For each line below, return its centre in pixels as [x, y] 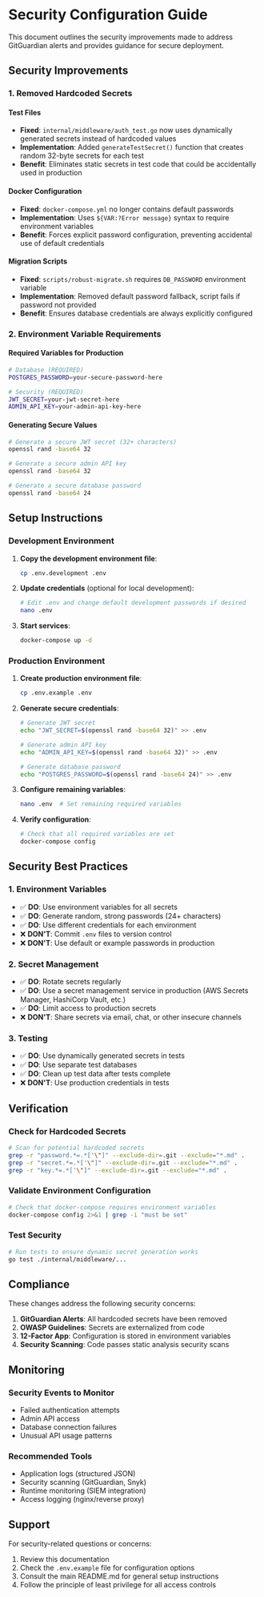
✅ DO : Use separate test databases [78, 1065]
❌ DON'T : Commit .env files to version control [96, 934]
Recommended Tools [50, 1457]
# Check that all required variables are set [97, 835]
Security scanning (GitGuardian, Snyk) [83, 1482]
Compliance [39, 1284]
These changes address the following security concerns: [102, 1304]
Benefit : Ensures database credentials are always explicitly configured [136, 313]
